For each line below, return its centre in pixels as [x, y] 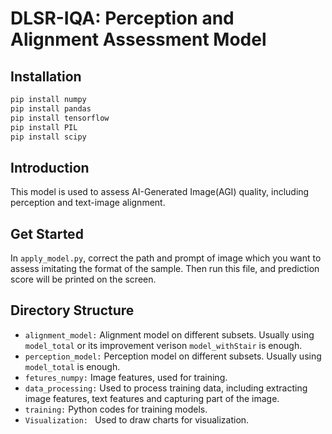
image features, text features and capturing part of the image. [152, 398]
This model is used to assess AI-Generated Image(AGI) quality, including [160, 192]
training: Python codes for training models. [116, 409]
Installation [46, 76]
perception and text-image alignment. [88, 203]
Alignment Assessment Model [138, 39]
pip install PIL [44, 127]
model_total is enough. [72, 366]
